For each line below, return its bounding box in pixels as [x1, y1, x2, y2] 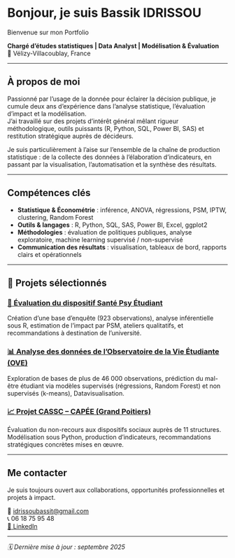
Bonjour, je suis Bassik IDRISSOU [7, 5, 201, 21]
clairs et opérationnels [17, 250, 82, 258]
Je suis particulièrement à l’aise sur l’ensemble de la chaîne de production [7, 145, 220, 153]
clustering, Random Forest [17, 213, 94, 221]
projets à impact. [7, 493, 56, 501]
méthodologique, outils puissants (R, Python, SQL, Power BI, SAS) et [7, 124, 204, 132]
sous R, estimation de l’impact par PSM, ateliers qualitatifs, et [7, 321, 184, 330]
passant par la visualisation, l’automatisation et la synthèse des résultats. [7, 160, 217, 169]
